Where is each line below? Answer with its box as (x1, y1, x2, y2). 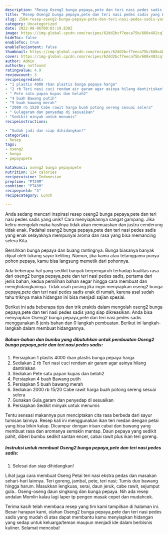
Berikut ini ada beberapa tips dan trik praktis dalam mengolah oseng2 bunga (5, 304, 163, 310)
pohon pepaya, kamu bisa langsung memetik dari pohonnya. (5, 258, 130, 264)
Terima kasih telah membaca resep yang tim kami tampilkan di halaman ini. (5, 503, 159, 509)
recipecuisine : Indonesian (5, 174, 61, 179)
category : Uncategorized (5, 21, 57, 27)
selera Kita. (5, 237, 28, 243)
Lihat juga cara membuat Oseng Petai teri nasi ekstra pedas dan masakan (5, 472, 157, 478)
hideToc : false (5, 36, 37, 41)
